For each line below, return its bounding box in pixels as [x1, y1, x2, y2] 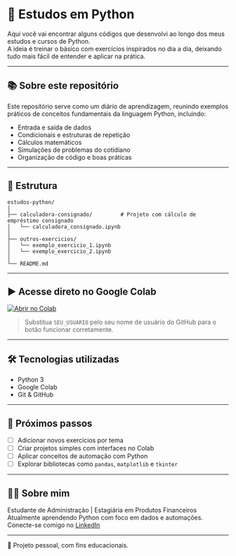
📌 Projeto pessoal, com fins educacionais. [7, 541, 129, 550]
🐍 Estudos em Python [7, 6, 135, 22]
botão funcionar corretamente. [24, 325, 114, 334]
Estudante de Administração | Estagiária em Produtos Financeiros [7, 506, 197, 515]
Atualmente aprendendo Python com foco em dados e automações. [7, 513, 204, 522]
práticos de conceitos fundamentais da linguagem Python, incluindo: [7, 109, 206, 118]
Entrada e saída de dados [17, 123, 92, 131]
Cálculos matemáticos [17, 138, 82, 146]
